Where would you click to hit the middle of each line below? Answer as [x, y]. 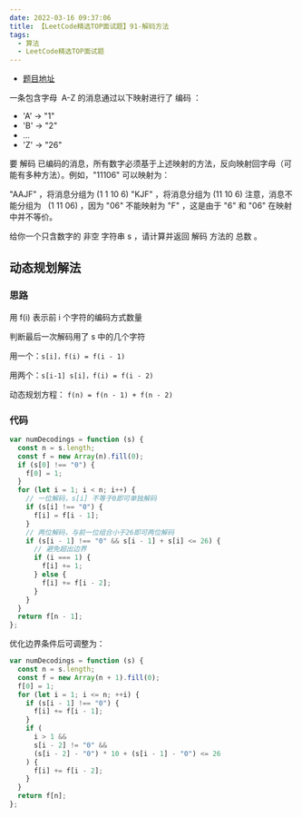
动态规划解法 [45, 267]
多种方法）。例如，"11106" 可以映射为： [97, 175]
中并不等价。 [33, 217]
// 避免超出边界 [60, 549]
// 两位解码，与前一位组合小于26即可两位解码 [100, 532]
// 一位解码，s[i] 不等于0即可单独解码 [91, 499]
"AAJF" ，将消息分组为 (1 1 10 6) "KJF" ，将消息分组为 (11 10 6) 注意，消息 [147, 194]
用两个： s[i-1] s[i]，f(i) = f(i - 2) [82, 375]
